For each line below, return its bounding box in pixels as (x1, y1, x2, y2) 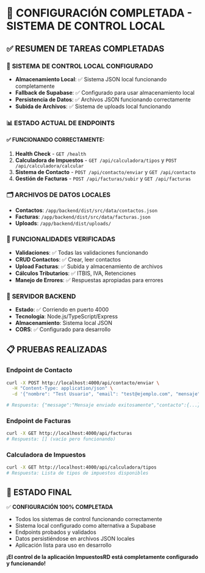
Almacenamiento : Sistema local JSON (15, 319, 113, 326)
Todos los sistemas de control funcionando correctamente (15, 515, 163, 522)
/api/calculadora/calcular (15, 163, 84, 169)
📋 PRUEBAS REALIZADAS (6, 345, 107, 355)
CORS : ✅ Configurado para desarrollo (15, 326, 111, 333)
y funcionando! (6, 560, 46, 567)
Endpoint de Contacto (6, 366, 73, 374)
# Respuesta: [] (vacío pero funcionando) (6, 436, 116, 442)
